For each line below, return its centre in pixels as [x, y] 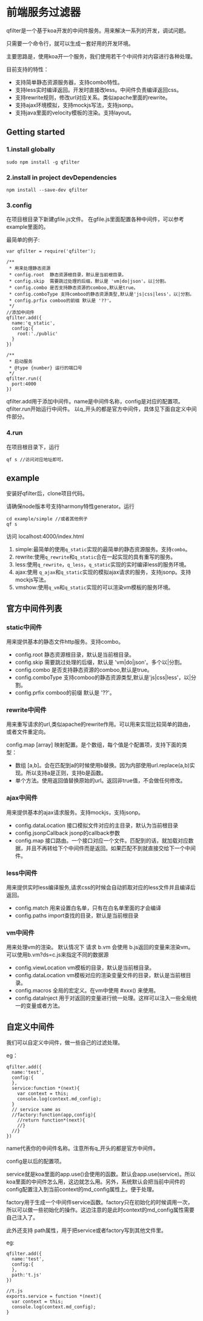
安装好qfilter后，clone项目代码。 [47, 493]
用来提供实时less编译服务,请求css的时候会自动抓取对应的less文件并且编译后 [101, 887]
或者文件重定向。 [28, 732]
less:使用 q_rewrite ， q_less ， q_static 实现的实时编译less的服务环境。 [102, 565]
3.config [19, 205]
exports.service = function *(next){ [54, 1297]
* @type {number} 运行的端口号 [46, 368]
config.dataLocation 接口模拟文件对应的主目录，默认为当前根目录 [97, 825]
